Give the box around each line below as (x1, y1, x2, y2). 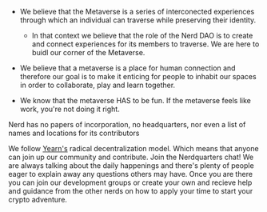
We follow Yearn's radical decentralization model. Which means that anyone (8, 144, 259, 153)
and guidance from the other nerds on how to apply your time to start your (8, 186, 253, 195)
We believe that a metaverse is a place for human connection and (19, 63, 236, 73)
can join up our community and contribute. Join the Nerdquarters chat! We (8, 152, 254, 162)
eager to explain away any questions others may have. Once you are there (8, 170, 253, 178)
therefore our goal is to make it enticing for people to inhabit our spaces (19, 72, 257, 81)
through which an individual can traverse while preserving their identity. (19, 15, 257, 25)
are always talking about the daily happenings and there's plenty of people (8, 161, 254, 170)
